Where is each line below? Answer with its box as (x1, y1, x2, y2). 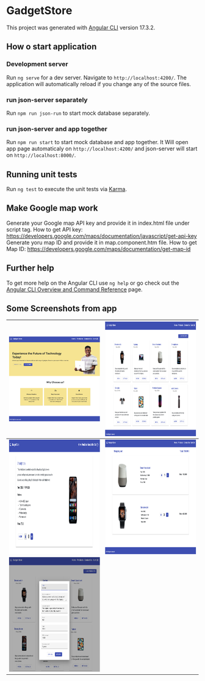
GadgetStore (6, 4, 73, 18)
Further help (6, 263, 55, 274)
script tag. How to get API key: (6, 225, 83, 233)
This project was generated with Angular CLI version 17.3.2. (6, 24, 156, 31)
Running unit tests (6, 169, 77, 180)
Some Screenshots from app (6, 304, 117, 314)
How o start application (6, 42, 97, 52)
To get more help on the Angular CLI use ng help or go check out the (6, 279, 179, 286)
